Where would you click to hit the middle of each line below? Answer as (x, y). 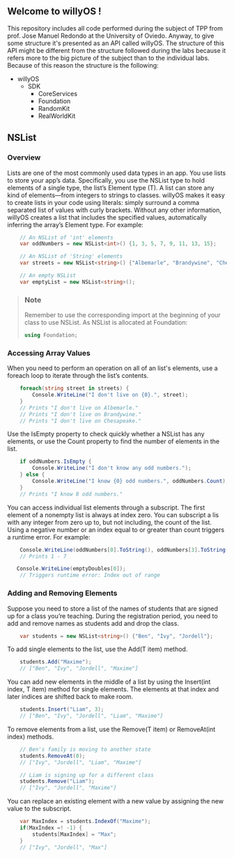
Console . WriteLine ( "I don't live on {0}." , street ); (110, 395)
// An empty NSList (48, 275)
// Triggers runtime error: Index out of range (90, 575)
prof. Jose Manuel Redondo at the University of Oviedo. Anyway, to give (111, 36)
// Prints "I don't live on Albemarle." (79, 408)
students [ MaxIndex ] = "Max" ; (75, 834)
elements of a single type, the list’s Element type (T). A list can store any (111, 187)
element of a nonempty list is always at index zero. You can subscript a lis (113, 514)
